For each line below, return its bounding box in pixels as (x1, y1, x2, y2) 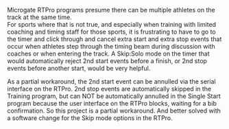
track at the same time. (7, 13, 72, 21)
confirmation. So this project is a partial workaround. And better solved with (7, 106, 221, 115)
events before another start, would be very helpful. (7, 64, 151, 72)
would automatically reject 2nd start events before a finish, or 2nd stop (7, 57, 208, 64)
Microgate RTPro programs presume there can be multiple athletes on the (7, 6, 215, 14)
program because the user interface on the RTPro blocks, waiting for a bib (7, 99, 217, 107)
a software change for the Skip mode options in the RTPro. (7, 114, 173, 122)
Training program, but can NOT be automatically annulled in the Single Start (7, 92, 221, 100)
